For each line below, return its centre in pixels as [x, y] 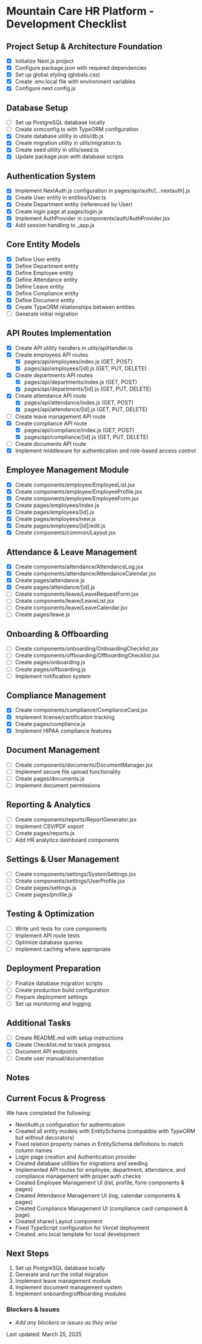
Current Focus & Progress [56, 1098]
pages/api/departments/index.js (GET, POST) [81, 382]
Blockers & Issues [33, 1309]
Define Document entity [45, 300]
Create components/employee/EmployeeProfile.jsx [79, 491]
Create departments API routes [54, 375]
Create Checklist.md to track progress [63, 1044]
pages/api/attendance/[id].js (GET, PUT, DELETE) [86, 409]
